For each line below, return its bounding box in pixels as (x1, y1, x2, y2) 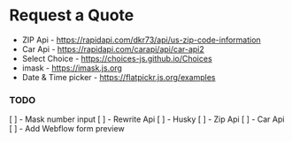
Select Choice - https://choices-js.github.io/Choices (21, 53, 212, 64)
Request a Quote (9, 5, 134, 26)
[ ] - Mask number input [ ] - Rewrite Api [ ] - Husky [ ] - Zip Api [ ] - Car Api (9, 114, 285, 124)
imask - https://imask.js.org (21, 63, 122, 73)
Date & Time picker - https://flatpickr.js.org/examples (21, 71, 216, 82)
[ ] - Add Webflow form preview (9, 123, 126, 134)
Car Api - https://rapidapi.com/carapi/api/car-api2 (21, 43, 205, 54)
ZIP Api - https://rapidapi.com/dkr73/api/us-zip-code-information (21, 34, 261, 45)
